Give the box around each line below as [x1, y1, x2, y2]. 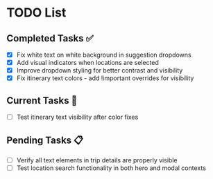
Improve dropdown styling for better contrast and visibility [16, 66, 183, 75]
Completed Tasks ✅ [6, 32, 94, 44]
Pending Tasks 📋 [6, 134, 84, 146]
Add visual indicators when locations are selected [16, 59, 159, 67]
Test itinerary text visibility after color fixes [16, 113, 139, 122]
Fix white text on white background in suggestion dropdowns [16, 50, 191, 59]
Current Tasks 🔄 [6, 95, 78, 106]
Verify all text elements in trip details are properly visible [16, 156, 178, 164]
